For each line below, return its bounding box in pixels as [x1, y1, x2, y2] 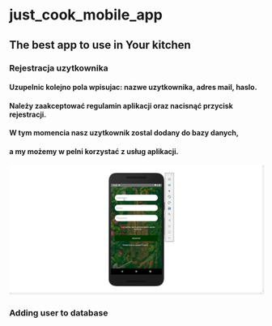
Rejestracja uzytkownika [9, 62, 108, 74]
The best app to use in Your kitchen [9, 38, 191, 52]
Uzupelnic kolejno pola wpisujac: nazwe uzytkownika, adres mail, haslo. [9, 83, 257, 92]
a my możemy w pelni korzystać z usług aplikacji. [9, 146, 179, 156]
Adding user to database [9, 307, 108, 318]
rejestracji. [9, 109, 47, 119]
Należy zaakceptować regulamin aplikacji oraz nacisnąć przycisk [9, 101, 233, 110]
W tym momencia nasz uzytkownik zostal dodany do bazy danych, [9, 128, 240, 138]
